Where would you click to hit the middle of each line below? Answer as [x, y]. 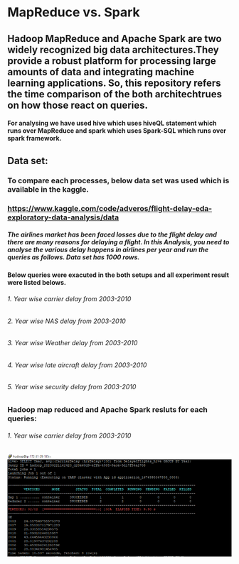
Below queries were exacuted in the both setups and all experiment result [118, 275]
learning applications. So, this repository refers [115, 83]
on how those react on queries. [78, 105]
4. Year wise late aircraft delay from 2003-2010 [77, 365]
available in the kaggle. [48, 190]
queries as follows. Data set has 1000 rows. [74, 257]
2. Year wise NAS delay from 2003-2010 [67, 321]
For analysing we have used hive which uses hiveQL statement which [112, 123]
